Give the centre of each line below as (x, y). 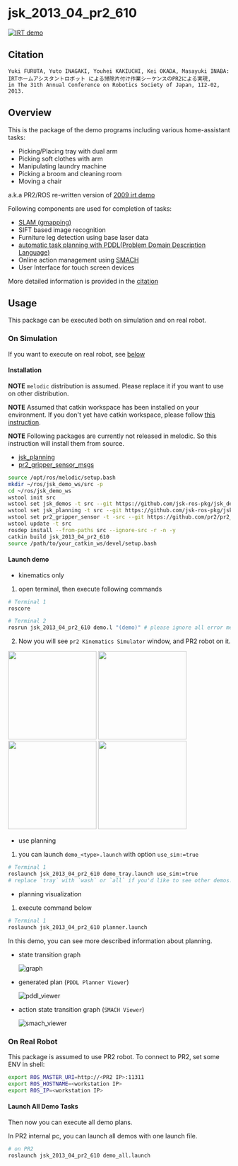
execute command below (55, 908)
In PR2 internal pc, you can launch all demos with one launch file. (103, 1136)
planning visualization (50, 894)
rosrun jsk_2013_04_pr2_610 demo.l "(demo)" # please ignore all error (115, 628)
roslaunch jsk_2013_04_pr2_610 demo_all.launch (79, 1155)
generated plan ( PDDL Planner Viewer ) (73, 982)
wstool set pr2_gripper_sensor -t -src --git (76, 517)
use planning (37, 841)
